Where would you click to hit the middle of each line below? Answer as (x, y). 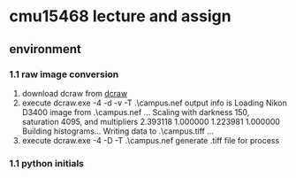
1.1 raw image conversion (64, 74)
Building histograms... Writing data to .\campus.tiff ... (118, 131)
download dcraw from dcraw (75, 93)
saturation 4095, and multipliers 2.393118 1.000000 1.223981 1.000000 (151, 121)
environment (45, 49)
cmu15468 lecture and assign (120, 16)
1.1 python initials (46, 163)
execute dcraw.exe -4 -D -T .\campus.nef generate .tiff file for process (151, 140)
